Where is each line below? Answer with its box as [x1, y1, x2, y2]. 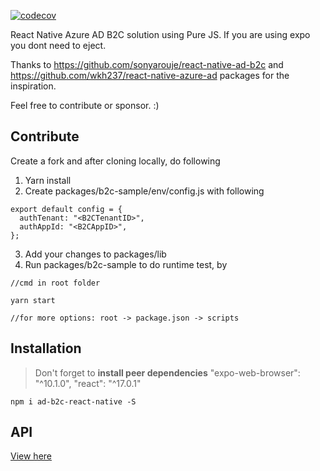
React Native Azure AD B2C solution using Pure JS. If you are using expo [10, 29, 311, 40]
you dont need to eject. [10, 40, 107, 51]
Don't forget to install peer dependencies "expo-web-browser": [34, 366, 301, 379]
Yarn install [24, 174, 72, 186]
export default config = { [10, 204, 123, 214]
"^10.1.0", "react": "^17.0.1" [34, 377, 142, 389]
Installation [10, 340, 82, 357]
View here [10, 450, 52, 462]
